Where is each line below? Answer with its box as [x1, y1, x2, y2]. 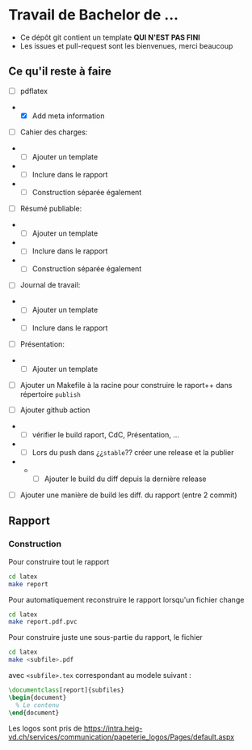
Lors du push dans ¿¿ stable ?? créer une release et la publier [31, 447, 234, 457]
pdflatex [19, 86, 48, 96]
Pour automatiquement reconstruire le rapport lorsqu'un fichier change [8, 594, 245, 604]
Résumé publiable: [19, 204, 82, 214]
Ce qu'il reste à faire [8, 65, 111, 79]
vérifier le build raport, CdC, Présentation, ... [31, 429, 180, 439]
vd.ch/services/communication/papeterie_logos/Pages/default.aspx [8, 731, 235, 742]
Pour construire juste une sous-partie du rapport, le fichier [8, 633, 204, 642]
